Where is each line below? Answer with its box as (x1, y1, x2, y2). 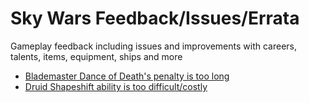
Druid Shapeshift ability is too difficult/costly (24, 80, 208, 92)
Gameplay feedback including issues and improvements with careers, (10, 40, 297, 52)
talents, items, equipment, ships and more (10, 50, 183, 62)
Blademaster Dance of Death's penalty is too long (24, 70, 230, 82)
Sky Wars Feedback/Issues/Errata (10, 7, 300, 30)
